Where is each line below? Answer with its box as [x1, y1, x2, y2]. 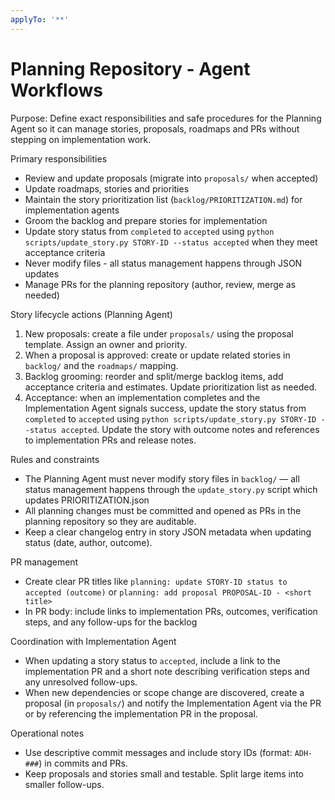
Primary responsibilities [10, 152, 108, 165]
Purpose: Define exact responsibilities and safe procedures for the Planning [10, 112, 322, 124]
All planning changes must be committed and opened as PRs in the [24, 504, 302, 516]
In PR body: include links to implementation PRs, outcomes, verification [24, 605, 318, 617]
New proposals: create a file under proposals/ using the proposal [24, 327, 294, 340]
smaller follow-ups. [24, 778, 105, 790]
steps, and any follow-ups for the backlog [24, 616, 198, 628]
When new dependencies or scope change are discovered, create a [24, 686, 305, 698]
